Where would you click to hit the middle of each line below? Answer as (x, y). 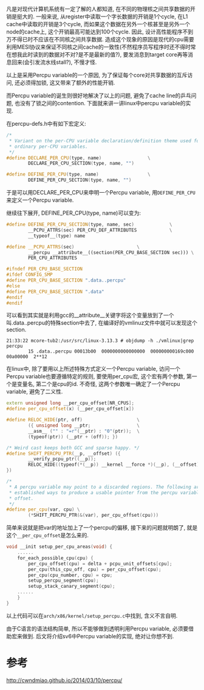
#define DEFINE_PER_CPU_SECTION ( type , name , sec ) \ (89, 224)
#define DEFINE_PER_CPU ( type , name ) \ (78, 174)
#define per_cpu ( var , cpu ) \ (43, 509)
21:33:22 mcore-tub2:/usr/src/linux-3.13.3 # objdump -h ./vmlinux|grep (100, 341)
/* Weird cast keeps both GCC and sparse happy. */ (73, 448)
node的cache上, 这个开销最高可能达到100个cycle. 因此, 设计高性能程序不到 (100, 32)
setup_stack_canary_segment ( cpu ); (72, 586)
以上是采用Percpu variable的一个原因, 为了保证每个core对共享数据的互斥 (97, 75)
